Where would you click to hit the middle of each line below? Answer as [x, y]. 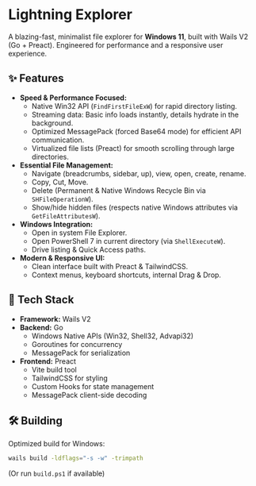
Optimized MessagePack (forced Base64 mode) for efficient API [136, 131]
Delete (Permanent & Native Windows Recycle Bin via [118, 190]
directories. [50, 156]
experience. [28, 53]
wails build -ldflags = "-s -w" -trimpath [76, 458]
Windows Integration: [56, 224]
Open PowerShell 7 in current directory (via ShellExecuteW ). [128, 241]
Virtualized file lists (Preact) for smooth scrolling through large [133, 148]
